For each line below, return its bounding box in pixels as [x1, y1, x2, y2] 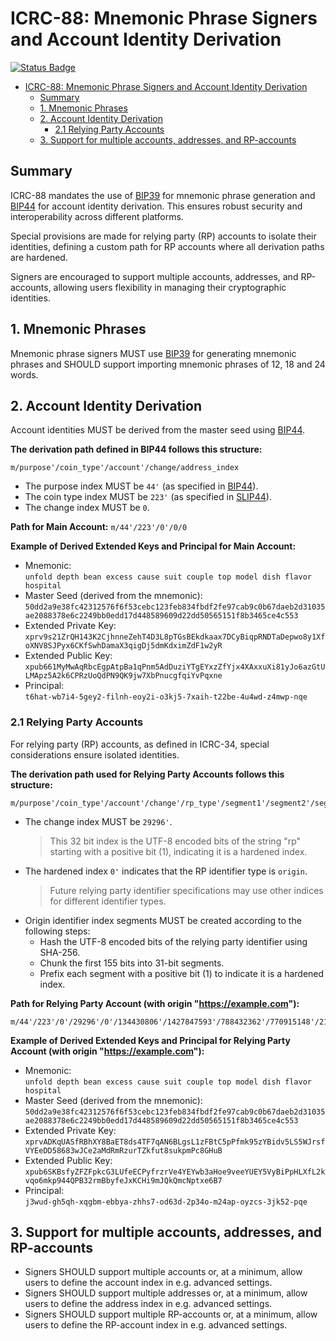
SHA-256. [39, 946, 81, 958]
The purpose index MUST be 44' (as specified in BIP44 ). [24, 480, 259, 492]
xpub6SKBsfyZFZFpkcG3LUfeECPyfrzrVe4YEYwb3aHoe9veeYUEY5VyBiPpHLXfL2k [24, 1167, 326, 1177]
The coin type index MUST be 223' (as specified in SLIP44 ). [24, 491, 272, 503]
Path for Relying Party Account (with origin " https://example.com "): [10, 997, 300, 1009]
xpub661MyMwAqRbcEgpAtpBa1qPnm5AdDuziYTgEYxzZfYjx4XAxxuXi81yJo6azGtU [24, 662, 326, 672]
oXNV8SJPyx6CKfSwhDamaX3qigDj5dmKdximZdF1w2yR [24, 641, 223, 651]
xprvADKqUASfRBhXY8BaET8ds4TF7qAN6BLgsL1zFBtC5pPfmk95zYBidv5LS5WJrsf [24, 1137, 326, 1147]
